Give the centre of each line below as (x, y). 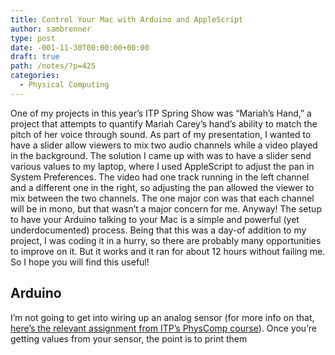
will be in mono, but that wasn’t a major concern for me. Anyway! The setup (166, 208)
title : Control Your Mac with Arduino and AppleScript (127, 19)
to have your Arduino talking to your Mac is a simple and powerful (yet (155, 219)
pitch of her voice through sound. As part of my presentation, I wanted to (161, 134)
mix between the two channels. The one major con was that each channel (162, 198)
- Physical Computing (64, 85)
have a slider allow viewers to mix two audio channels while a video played (164, 145)
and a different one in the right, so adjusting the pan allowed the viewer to (162, 187)
